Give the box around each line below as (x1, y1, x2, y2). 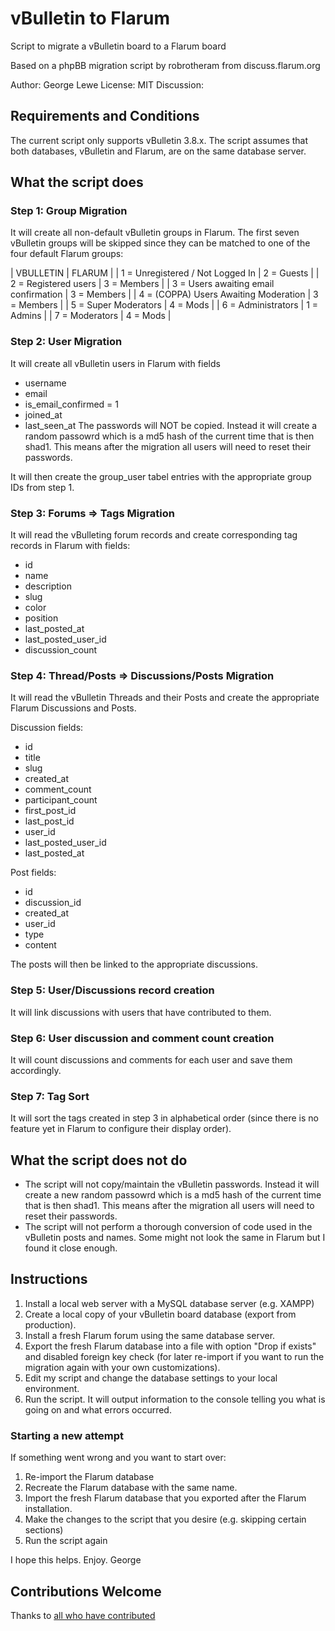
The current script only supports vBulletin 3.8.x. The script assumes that (10, 134, 309, 146)
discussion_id (24, 897, 82, 909)
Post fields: (10, 867, 57, 879)
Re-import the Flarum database (24, 1471, 155, 1483)
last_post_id (24, 815, 75, 827)
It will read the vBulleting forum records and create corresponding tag (10, 529, 298, 541)
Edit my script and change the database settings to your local (24, 1372, 278, 1384)
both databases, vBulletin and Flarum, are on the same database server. (10, 145, 307, 157)
